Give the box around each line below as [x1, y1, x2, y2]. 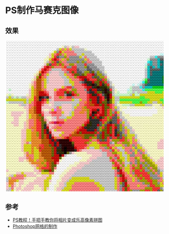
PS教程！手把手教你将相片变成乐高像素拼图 [12, 217, 102, 223]
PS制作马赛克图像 [5, 5, 79, 16]
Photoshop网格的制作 [12, 223, 58, 229]
